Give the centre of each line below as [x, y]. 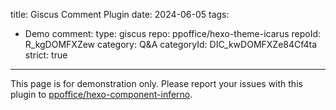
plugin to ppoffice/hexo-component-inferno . [101, 94]
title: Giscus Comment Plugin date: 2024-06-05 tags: [120, 14]
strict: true [46, 55]
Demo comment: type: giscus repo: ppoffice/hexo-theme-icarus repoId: [173, 33]
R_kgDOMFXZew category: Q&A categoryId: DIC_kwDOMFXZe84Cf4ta [171, 44]
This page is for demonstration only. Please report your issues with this [156, 83]
